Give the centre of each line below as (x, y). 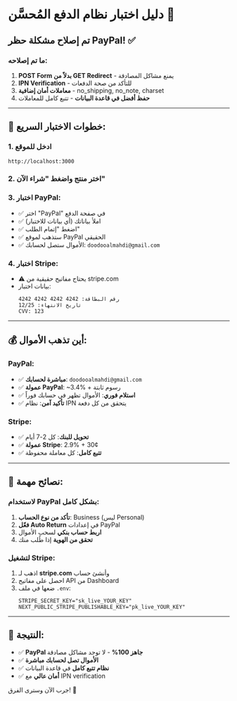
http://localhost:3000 (41, 161)
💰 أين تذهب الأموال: (47, 340)
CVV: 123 (31, 311)
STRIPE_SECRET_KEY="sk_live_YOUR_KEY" (75, 601)
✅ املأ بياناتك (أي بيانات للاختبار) (59, 221)
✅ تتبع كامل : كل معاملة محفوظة (60, 453)
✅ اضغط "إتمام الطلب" (49, 229)
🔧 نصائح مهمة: (36, 482)
